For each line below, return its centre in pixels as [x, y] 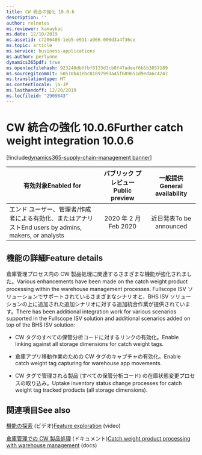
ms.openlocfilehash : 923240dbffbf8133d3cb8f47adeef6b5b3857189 [87, 68]
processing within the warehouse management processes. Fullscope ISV [96, 289]
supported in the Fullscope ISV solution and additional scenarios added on [98, 318]
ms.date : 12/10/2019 [32, 34]
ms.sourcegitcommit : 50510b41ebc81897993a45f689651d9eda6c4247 [87, 74]
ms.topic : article [29, 46]
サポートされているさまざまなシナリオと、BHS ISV [106, 297]
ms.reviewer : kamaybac [35, 29]
